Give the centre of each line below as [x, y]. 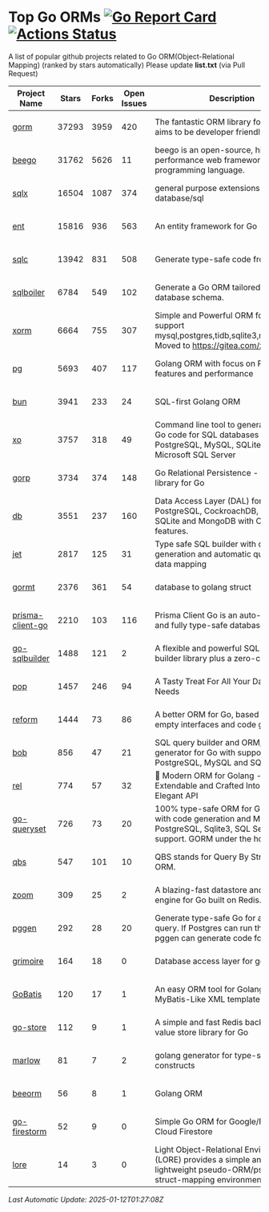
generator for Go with [195, 752]
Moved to [173, 345]
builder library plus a [193, 658]
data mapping [181, 564]
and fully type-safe [191, 625]
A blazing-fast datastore [201, 890]
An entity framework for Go [206, 226]
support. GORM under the [203, 838]
